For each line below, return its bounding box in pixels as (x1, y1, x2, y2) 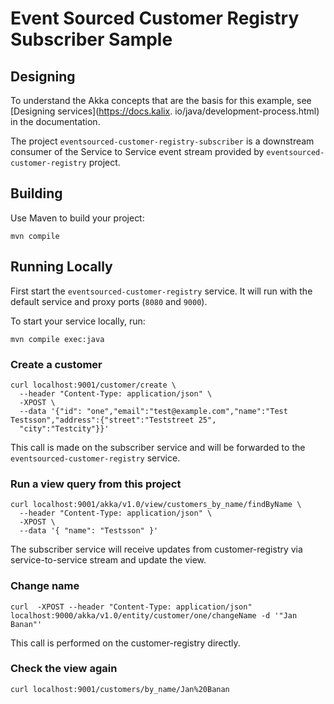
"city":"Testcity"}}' (19, 423, 110, 434)
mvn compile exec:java (10, 334, 105, 344)
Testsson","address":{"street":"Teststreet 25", (10, 415, 217, 425)
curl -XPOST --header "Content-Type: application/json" (10, 602, 253, 612)
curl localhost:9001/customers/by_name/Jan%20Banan (10, 684, 230, 694)
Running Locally (10, 258, 113, 276)
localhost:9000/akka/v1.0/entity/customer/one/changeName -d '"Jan (10, 610, 298, 621)
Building (10, 185, 63, 202)
